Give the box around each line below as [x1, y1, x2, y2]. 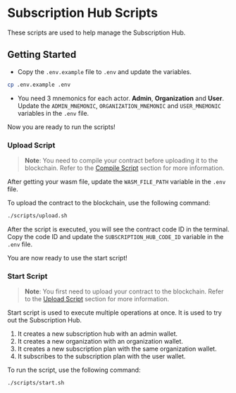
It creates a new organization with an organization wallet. [17, 337, 183, 346]
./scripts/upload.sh [7, 212, 68, 219]
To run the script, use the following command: [7, 365, 141, 375]
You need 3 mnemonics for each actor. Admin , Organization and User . [17, 94, 224, 102]
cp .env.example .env [7, 81, 71, 88]
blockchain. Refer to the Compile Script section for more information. [24, 164, 225, 172]
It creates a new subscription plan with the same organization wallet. [17, 344, 217, 353]
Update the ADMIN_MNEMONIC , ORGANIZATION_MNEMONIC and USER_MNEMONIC [17, 101, 221, 110]
